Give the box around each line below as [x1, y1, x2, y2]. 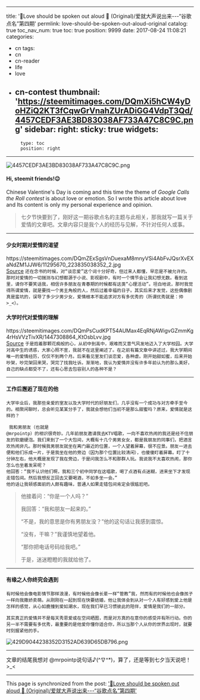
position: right [20, 145, 61, 151]
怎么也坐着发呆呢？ [6, 462, 46, 468]
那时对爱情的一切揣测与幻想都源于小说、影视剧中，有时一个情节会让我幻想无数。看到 [6, 275, 183, 281]
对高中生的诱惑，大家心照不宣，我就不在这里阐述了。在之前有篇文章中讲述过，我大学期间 [6, 347, 192, 354]
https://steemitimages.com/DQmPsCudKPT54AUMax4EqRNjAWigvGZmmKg [6, 327, 194, 334]
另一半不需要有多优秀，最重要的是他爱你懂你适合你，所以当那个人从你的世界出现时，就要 [6, 621, 192, 627]
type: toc [20, 140, 45, 146]
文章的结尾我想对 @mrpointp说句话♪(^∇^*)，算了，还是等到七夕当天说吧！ [6, 656, 192, 663]
